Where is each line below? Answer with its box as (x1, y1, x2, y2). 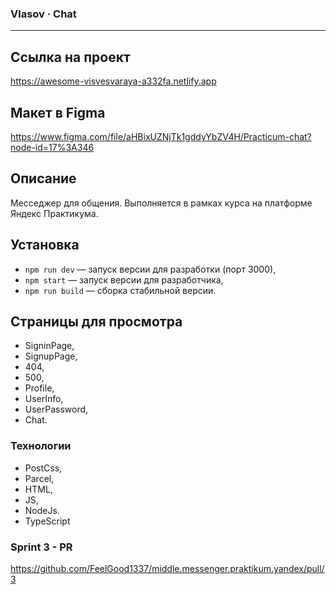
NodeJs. (24, 504, 60, 516)
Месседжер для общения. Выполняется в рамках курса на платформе (10, 197, 313, 209)
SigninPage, (24, 340, 75, 352)
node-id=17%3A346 (10, 141, 95, 153)
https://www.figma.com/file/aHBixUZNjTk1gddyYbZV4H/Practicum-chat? (10, 130, 312, 142)
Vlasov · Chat (10, 7, 77, 21)
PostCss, (24, 462, 63, 474)
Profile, (24, 382, 55, 394)
